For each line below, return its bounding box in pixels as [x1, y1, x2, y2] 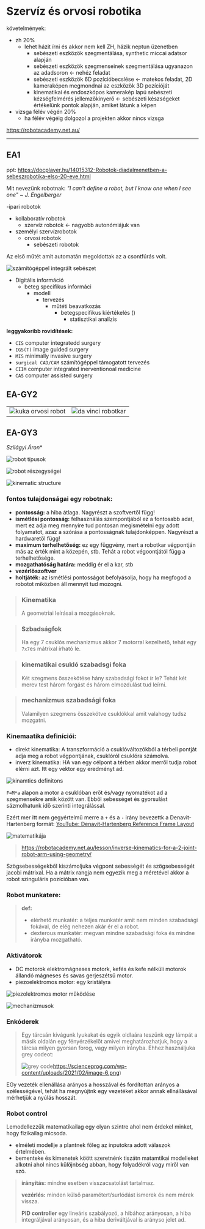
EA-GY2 [6, 389, 38, 400]
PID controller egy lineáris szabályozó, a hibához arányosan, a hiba [21, 1209, 191, 1217]
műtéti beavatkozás [51, 302, 101, 310]
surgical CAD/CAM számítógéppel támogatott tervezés [15, 358, 150, 366]
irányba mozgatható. [30, 936, 82, 944]
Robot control [6, 1109, 48, 1118]
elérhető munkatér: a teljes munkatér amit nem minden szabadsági [30, 917, 198, 924]
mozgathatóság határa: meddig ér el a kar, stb [15, 560, 134, 568]
